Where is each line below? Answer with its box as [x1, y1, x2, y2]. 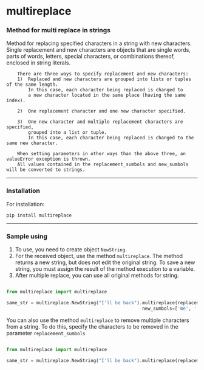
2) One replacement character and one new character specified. [17, 108, 186, 114]
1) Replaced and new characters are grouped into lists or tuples [17, 76, 191, 83]
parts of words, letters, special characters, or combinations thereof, [6, 53, 175, 60]
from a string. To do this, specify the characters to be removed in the [6, 323, 178, 330]
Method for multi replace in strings [6, 26, 111, 35]
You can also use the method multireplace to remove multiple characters [6, 316, 189, 324]
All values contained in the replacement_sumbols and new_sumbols [17, 161, 189, 168]
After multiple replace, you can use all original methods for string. [15, 272, 179, 279]
